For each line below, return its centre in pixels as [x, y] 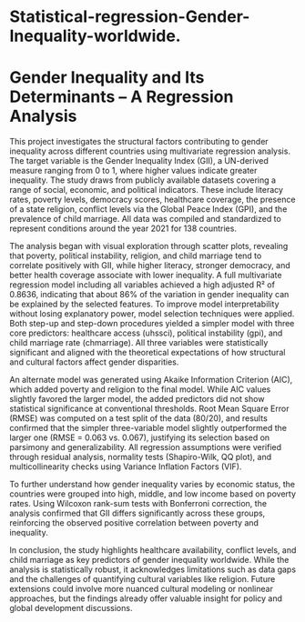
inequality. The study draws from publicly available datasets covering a [142, 180]
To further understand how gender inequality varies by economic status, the [152, 485]
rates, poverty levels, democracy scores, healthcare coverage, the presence [152, 200]
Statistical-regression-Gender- [130, 17]
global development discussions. [71, 608]
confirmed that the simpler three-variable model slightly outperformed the [148, 428]
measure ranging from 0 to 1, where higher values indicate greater [133, 171]
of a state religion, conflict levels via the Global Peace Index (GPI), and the [148, 209]
